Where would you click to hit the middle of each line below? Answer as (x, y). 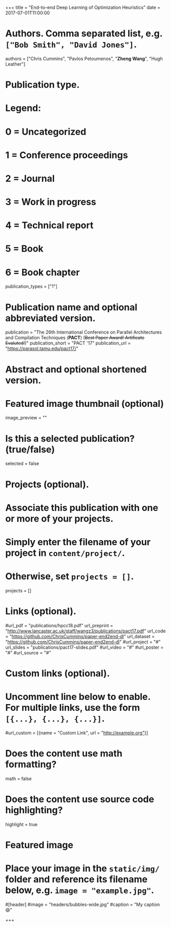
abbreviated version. (50, 318)
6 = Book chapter (43, 272)
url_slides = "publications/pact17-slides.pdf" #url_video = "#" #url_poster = (84, 647)
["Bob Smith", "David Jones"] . (71, 44)
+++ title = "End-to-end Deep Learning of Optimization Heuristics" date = (83, 7)
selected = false (22, 464)
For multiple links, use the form (73, 708)
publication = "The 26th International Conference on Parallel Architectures (84, 332)
